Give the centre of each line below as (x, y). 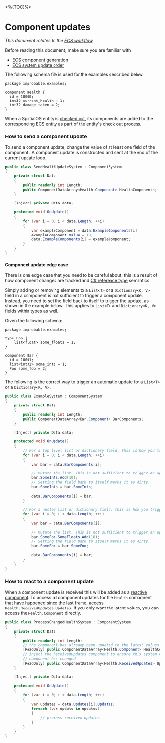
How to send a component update (46, 136)
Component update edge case (37, 264)
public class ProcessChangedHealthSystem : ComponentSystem (68, 622)
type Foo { (16, 338)
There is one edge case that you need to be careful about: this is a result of (81, 275)
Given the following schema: (34, 321)
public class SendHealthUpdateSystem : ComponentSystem (63, 167)
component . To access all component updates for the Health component (79, 598)
